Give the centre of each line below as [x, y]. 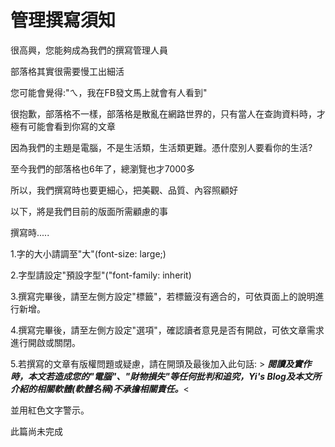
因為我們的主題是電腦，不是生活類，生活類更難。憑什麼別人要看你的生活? [161, 147]
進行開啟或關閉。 [45, 342]
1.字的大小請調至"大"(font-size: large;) [88, 253]
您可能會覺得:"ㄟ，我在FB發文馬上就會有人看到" [109, 92]
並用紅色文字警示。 [50, 410]
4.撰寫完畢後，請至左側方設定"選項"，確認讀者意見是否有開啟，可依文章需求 [167, 330]
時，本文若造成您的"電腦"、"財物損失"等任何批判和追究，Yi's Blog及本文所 [166, 376]
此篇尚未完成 [36, 431]
